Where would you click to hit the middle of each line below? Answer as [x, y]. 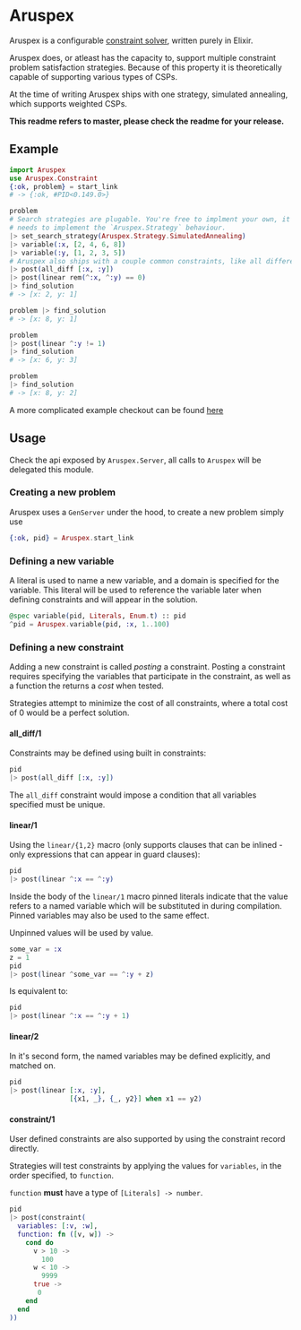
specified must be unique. [57, 805]
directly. [24, 1149]
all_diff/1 [26, 733]
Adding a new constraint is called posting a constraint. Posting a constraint [147, 667]
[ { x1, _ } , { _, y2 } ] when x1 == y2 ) [136, 1099]
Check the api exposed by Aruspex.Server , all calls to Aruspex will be [135, 460]
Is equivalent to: [39, 991]
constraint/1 [32, 1119]
